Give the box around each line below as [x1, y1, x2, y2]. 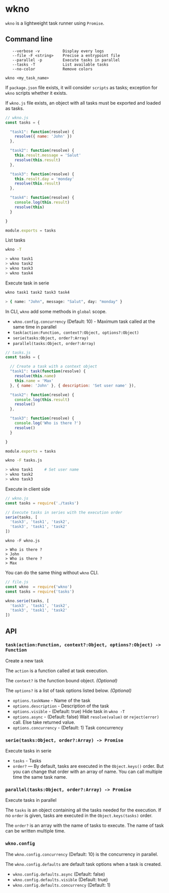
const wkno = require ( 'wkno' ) [5, 584, 72, 590]
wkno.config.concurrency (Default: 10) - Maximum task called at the [12, 318, 155, 324]
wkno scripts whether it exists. [5, 90, 68, 96]
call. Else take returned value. [12, 719, 75, 725]
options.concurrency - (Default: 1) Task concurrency [12, 724, 123, 730]
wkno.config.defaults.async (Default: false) [12, 871, 105, 877]
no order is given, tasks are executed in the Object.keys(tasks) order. [5, 813, 153, 819]
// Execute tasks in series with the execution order [5, 510, 123, 515]
